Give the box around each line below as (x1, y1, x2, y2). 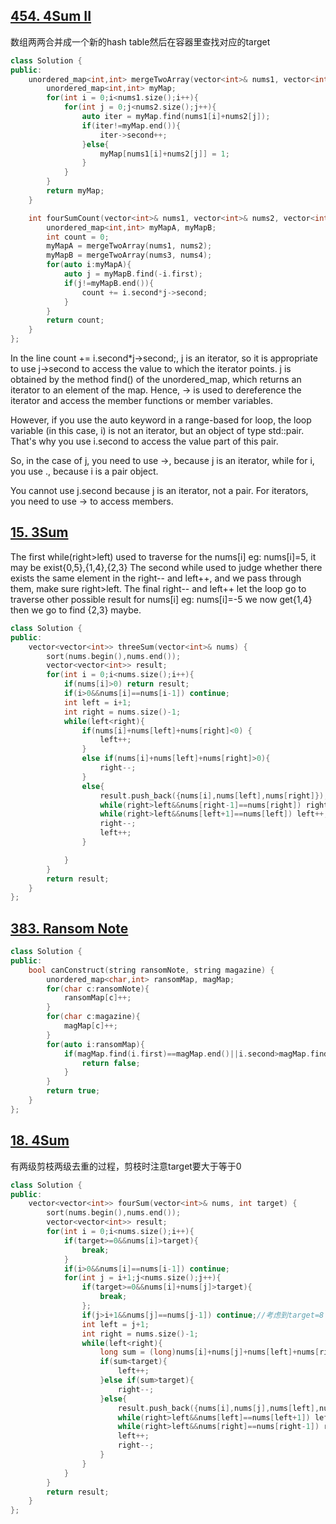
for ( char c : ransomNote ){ (46, 984, 150, 994)
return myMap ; (46, 186, 105, 196)
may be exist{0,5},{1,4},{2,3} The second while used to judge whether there (10, 561, 323, 573)
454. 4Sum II (10, 8, 92, 25)
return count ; (46, 315, 105, 326)
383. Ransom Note (10, 920, 129, 937)
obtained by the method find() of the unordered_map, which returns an (10, 374, 302, 386)
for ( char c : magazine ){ (46, 1012, 141, 1022)
